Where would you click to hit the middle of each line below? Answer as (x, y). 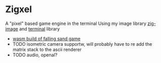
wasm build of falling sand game (47, 39)
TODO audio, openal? (35, 55)
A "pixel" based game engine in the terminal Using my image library (76, 23)
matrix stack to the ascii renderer (47, 49)
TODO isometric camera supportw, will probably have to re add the (82, 44)
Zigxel (18, 9)
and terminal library (39, 28)
